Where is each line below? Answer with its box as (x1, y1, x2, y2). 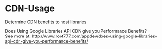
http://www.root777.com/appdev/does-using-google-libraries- (31, 33, 157, 39)
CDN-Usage (5, 3, 55, 14)
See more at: (5, 33, 31, 39)
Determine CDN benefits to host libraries (5, 19, 87, 24)
